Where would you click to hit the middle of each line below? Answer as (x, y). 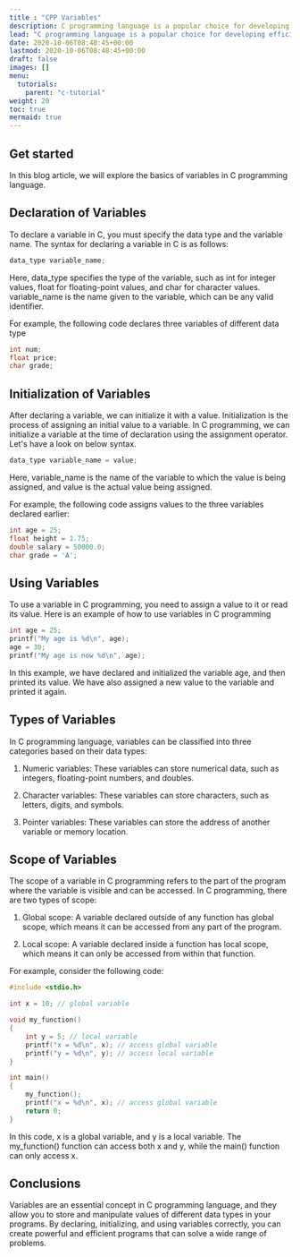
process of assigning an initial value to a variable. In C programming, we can (150, 425)
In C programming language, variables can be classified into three (130, 741)
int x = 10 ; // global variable (69, 1004)
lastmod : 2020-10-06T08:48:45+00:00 (77, 51)
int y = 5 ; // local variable (82, 1036)
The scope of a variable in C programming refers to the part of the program (148, 881)
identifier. (27, 306)
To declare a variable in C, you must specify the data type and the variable (146, 235)
